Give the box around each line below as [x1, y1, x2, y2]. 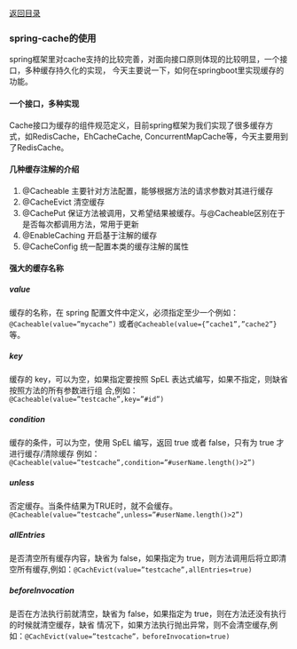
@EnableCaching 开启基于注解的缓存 [21, 229, 158, 240]
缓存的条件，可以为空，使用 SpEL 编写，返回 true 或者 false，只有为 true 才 [9, 437, 285, 448]
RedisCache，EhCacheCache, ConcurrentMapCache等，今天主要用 [32, 131, 281, 141]
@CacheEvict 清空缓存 [21, 196, 106, 207]
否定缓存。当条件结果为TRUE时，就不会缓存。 [9, 501, 177, 511]
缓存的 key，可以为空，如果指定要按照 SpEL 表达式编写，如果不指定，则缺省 [9, 374, 288, 385]
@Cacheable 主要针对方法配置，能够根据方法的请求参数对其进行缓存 [21, 185, 273, 196]
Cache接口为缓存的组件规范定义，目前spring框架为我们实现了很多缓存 [9, 119, 266, 131]
